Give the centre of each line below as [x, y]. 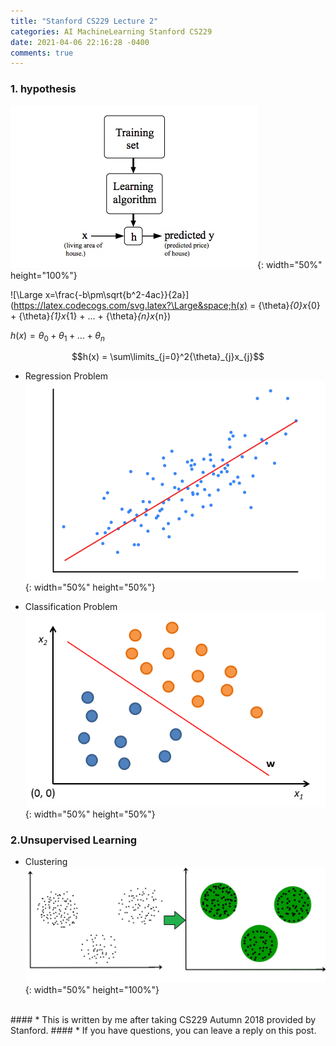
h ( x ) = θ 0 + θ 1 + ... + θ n [57, 336]
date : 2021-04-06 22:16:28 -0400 [80, 42]
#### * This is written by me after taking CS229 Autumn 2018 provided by [163, 1019]
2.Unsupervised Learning [74, 840]
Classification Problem [71, 607]
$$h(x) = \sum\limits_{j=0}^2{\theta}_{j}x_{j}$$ [168, 357]
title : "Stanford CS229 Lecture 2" [84, 21]
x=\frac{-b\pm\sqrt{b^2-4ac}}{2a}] [117, 294]
